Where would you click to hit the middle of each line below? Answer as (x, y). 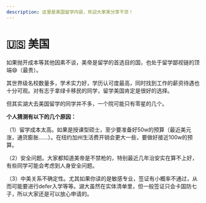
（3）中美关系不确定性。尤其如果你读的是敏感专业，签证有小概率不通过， (99, 179)
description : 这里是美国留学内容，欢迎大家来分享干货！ (70, 12)
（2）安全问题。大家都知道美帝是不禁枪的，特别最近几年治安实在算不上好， (102, 158)
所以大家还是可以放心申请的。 (55, 194)
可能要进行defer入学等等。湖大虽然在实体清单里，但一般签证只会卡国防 (101, 186)
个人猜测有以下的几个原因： (41, 116)
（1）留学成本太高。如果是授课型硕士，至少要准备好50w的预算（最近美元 (99, 130)
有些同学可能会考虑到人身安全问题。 (52, 165)
